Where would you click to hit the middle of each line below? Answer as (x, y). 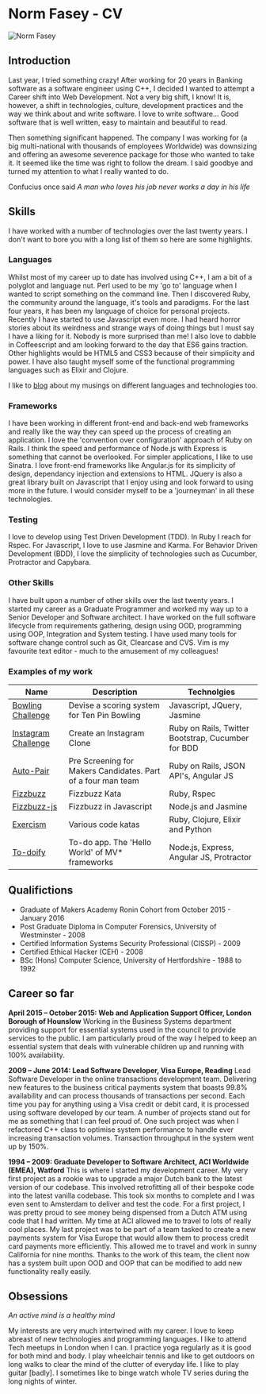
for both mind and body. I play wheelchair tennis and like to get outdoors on (131, 1356)
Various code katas (104, 824)
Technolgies (211, 692)
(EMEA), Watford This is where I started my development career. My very (128, 1170)
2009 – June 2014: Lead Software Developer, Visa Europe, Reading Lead (129, 1070)
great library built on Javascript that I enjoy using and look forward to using (131, 482)
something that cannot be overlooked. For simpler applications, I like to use (131, 457)
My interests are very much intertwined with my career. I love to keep (121, 1330)
